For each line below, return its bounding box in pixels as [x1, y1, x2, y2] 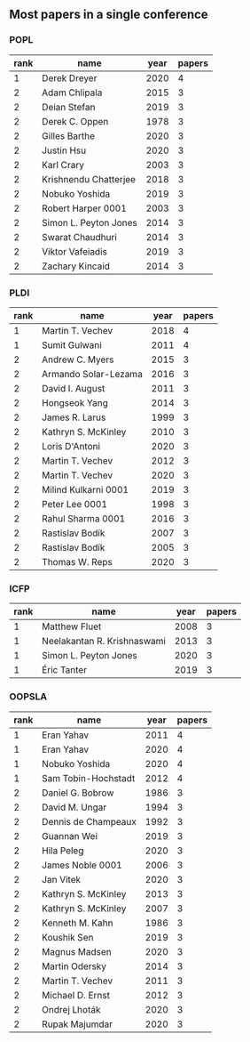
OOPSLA [9, 691, 47, 703]
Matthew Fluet [41, 620, 102, 633]
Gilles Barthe [41, 129, 96, 141]
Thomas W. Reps [41, 555, 113, 568]
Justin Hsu [41, 144, 87, 157]
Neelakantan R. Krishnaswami [41, 635, 167, 648]
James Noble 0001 [41, 859, 122, 871]
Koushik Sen [41, 931, 94, 943]
